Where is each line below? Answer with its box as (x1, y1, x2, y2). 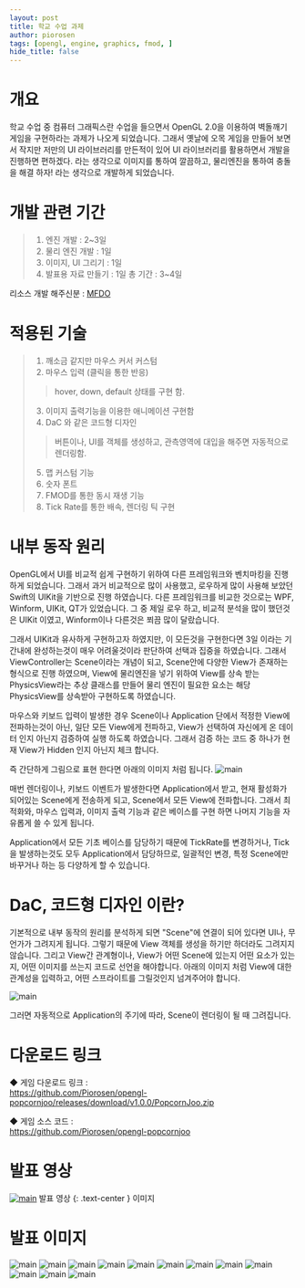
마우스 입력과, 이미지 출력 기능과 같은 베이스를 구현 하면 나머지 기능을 (36, 805, 281, 817)
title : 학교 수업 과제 (9, 22, 85, 31)
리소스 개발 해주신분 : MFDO (9, 288, 111, 298)
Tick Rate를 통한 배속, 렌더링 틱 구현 (45, 501, 176, 512)
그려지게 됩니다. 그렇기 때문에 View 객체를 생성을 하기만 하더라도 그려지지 (33, 937, 295, 949)
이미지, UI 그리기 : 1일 (45, 257, 123, 267)
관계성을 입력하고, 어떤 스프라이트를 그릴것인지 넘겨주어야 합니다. (9, 972, 241, 983)
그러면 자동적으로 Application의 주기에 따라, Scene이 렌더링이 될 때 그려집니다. (9, 1010, 291, 1021)
